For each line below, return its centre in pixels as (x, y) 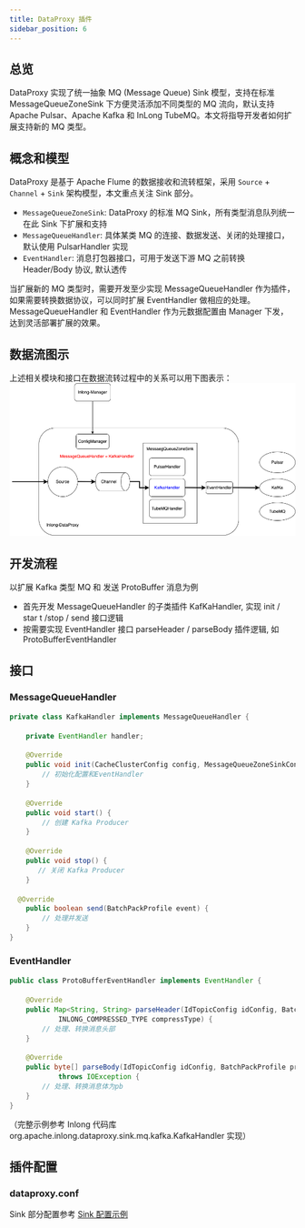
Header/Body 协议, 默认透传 (74, 269)
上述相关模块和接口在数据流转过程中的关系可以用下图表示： (121, 377)
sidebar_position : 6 (49, 29)
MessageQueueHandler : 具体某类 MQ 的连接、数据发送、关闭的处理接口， (156, 236)
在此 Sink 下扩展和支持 (64, 224)
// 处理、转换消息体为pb (83, 1086)
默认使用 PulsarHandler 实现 (75, 247)
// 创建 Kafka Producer (85, 822)
